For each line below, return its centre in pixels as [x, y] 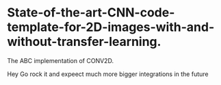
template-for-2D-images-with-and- [111, 27]
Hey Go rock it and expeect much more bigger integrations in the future [108, 74]
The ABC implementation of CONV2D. [61, 60]
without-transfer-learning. [84, 42]
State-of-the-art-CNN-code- [91, 13]
